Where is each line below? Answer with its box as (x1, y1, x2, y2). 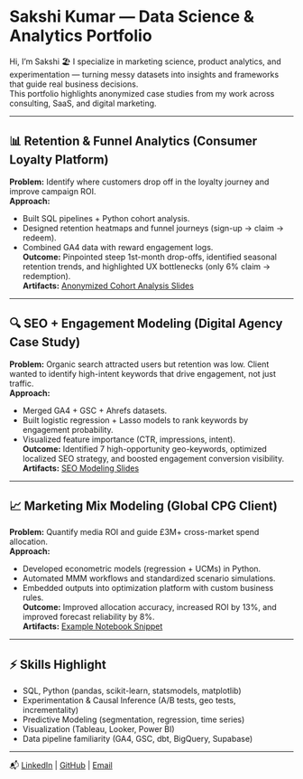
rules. (22, 592, 44, 603)
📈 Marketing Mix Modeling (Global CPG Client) (9, 498, 278, 513)
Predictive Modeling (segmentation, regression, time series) (22, 714, 245, 725)
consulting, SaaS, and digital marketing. (9, 98, 157, 108)
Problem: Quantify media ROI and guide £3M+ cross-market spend (9, 527, 260, 538)
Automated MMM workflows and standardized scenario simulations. (22, 573, 276, 584)
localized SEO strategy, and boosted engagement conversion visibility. (22, 453, 285, 464)
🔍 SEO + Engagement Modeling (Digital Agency (9, 316, 283, 332)
